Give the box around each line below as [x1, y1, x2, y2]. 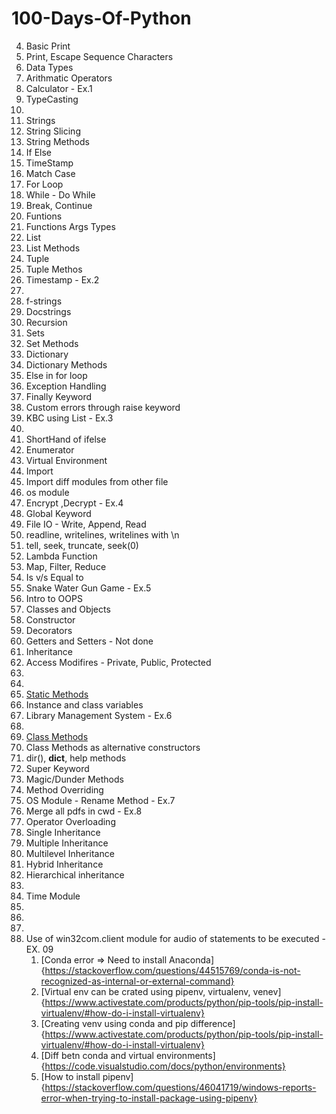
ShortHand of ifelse [25, 433, 107, 445]
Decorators [25, 624, 73, 636]
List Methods [25, 242, 81, 254]
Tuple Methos [25, 263, 83, 275]
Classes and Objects [25, 603, 111, 615]
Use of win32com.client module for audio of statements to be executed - [25, 932, 326, 944]
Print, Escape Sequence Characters [25, 50, 174, 62]
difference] [190, 1017, 236, 1029]
